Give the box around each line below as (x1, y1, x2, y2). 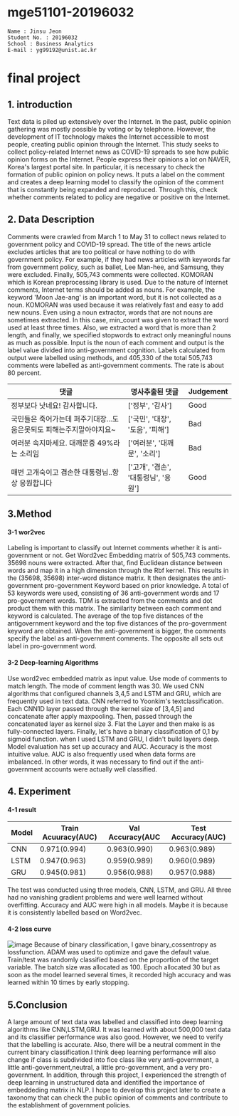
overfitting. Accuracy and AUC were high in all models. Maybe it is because (7, 901, 228, 910)
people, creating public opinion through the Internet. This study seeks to (7, 139, 219, 148)
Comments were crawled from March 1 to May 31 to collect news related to (7, 232, 226, 241)
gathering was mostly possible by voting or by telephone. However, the (7, 125, 216, 133)
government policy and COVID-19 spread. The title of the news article (7, 240, 211, 248)
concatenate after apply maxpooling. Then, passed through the (7, 712, 193, 720)
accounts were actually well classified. (44, 764, 158, 773)
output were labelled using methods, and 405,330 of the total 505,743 (7, 353, 213, 362)
